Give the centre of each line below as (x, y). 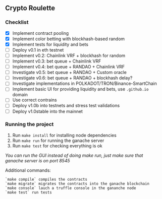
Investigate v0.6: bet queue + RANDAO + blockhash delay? (72, 78)
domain (20, 95)
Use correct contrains (34, 100)
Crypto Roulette (30, 8)
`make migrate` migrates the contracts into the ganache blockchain (77, 184)
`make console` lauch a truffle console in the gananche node (71, 188)
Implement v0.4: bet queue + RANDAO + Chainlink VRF (68, 67)
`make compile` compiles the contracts (46, 179)
